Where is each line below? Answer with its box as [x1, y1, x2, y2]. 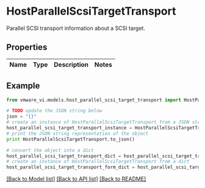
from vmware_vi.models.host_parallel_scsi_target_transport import [6, 96, 182, 103]
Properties [6, 42, 48, 52]
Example [6, 81, 40, 91]
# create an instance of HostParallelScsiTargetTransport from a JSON [6, 119, 190, 126]
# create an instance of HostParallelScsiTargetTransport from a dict [6, 159, 190, 165]
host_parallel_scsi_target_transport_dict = [6, 153, 121, 159]
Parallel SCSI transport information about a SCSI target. [6, 24, 145, 32]
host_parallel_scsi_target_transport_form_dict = [6, 164, 135, 170]
